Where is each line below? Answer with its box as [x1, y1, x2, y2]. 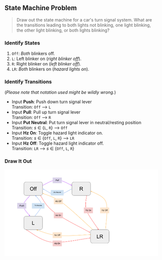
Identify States [4, 39, 40, 46]
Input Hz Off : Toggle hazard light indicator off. [11, 140, 104, 146]
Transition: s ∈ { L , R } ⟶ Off [11, 125, 68, 131]
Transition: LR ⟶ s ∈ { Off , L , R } [11, 146, 75, 152]
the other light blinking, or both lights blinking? [16, 27, 110, 33]
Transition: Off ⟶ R [11, 114, 52, 120]
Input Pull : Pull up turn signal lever [11, 109, 81, 115]
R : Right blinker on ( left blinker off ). [11, 61, 81, 67]
